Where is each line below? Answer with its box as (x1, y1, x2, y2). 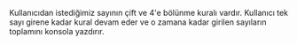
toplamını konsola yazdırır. (9, 26, 105, 36)
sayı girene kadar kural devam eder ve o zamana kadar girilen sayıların (9, 17, 267, 27)
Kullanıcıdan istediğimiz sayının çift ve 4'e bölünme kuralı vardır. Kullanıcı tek (9, 8, 289, 18)
